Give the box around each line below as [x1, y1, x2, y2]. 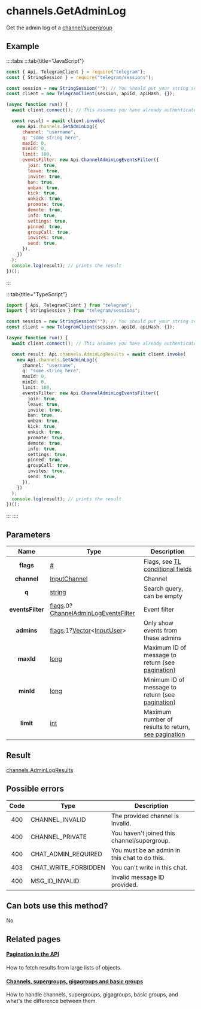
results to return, [143, 723, 190, 731]
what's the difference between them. [6, 998, 98, 1005]
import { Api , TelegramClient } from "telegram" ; [6, 302, 133, 308]
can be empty [143, 592, 182, 600]
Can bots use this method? [6, 901, 109, 911]
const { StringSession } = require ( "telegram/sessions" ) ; [6, 74, 154, 80]
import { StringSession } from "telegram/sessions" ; [6, 308, 141, 314]
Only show [143, 619, 173, 627]
